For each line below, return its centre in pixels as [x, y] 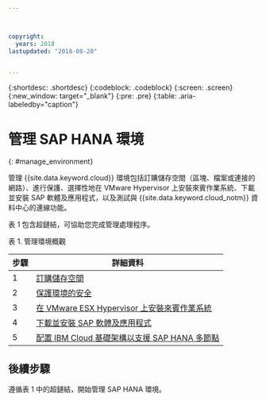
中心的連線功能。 [43, 208]
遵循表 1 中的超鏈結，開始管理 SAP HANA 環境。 [87, 389]
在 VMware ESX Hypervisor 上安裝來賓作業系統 [124, 308]
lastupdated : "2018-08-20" [53, 51]
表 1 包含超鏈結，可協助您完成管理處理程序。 [81, 225]
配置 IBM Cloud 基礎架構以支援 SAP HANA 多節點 [128, 338]
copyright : [26, 37]
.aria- [187, 96]
